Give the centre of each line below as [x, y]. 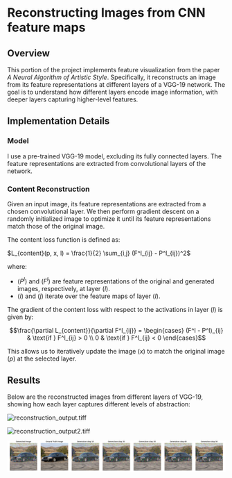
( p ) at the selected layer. [42, 358]
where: [17, 266]
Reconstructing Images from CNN [106, 13]
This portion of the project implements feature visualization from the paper [114, 70]
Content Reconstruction [48, 189]
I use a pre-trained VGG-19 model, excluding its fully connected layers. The [115, 156]
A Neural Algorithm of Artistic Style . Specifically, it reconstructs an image [111, 77]
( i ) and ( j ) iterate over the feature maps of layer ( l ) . [89, 296]
